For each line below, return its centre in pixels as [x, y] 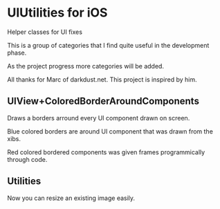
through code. [27, 159]
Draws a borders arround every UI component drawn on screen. [99, 118]
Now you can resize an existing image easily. [71, 198]
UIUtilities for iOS [57, 13]
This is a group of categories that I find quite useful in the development [108, 45]
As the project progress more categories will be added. [86, 66]
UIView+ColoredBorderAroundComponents [103, 101]
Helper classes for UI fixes [45, 32]
